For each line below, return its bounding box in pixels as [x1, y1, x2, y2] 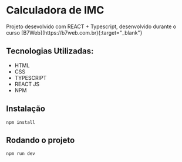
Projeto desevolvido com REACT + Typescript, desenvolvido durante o [6, 23, 177, 30]
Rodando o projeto [6, 135, 75, 145]
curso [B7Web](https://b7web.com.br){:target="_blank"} [6, 29, 143, 36]
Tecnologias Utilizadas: [6, 46, 94, 56]
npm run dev [6, 151, 35, 157]
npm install [6, 119, 35, 125]
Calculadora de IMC [6, 4, 105, 17]
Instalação [6, 104, 46, 114]
